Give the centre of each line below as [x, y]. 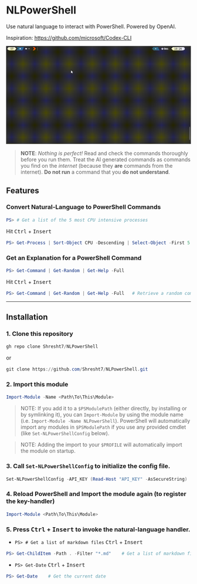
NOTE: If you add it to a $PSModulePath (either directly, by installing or [104, 409]
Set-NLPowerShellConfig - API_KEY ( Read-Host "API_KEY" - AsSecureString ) [97, 479]
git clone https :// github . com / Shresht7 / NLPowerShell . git [77, 369]
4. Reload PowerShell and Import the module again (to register [96, 494]
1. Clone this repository [40, 334]
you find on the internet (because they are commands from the [96, 166]
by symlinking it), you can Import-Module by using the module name [102, 415]
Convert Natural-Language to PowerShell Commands [84, 207]
